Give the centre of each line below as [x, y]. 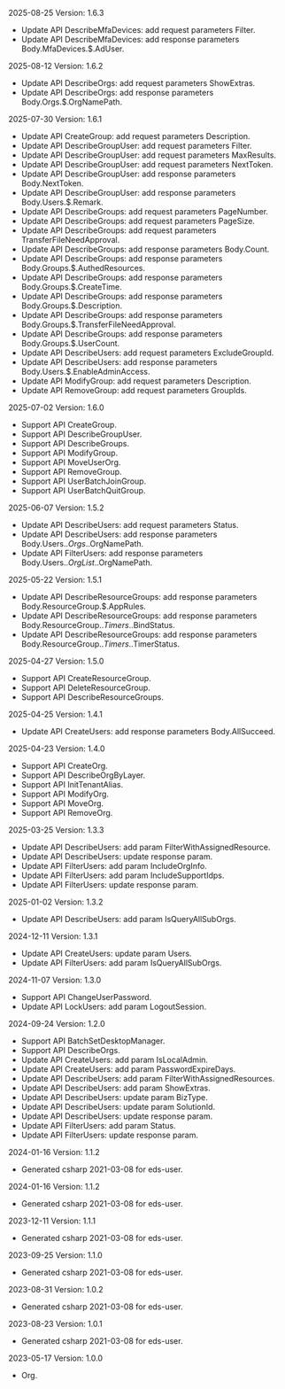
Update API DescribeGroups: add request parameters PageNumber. [145, 211]
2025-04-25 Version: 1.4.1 [55, 714]
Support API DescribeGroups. [75, 443]
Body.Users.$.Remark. [62, 202]
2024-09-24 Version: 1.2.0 [57, 1024]
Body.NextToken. [52, 183]
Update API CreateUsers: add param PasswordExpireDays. [128, 1069]
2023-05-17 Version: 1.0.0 [56, 1358]
